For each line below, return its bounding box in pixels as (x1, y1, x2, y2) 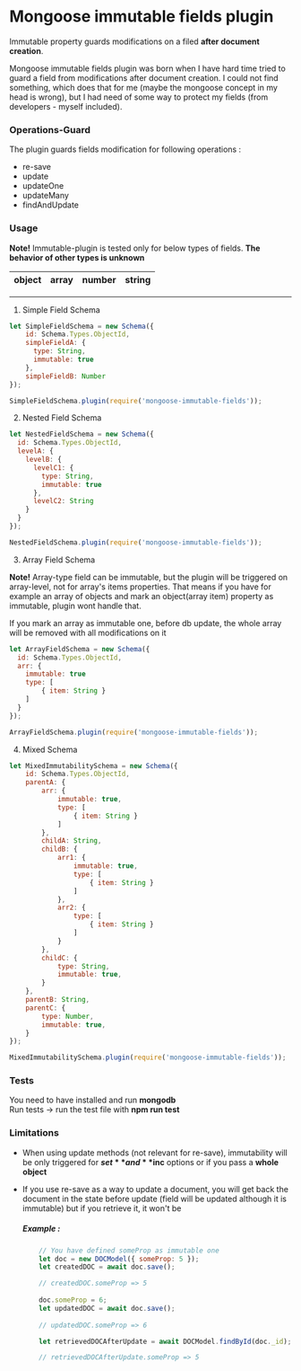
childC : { (41, 953, 78, 962)
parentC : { (25, 1004, 66, 1013)
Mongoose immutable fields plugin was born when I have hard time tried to (9, 63, 287, 74)
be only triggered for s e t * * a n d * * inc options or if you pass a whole (21, 1156, 279, 1167)
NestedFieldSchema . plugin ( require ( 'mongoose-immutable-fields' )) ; (9, 537, 262, 547)
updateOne (21, 181, 64, 191)
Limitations (9, 1127, 60, 1139)
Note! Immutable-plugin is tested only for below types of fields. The (9, 243, 261, 253)
